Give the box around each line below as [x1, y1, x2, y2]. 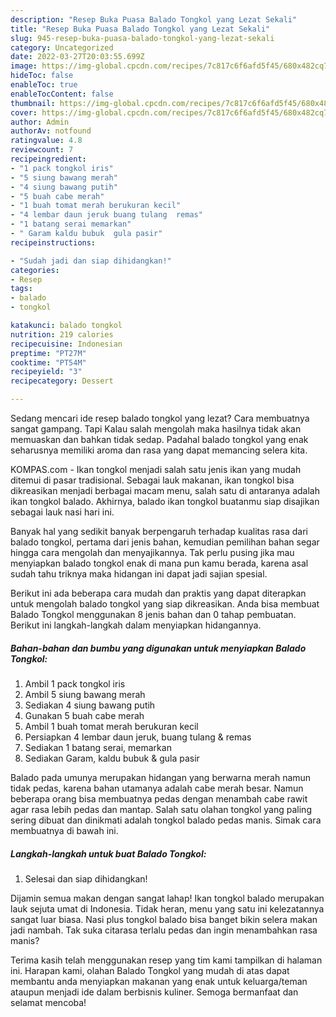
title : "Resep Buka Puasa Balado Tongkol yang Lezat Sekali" [10, 24, 271, 34]
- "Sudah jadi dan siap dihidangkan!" [10, 256, 172, 266]
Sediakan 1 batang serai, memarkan [24, 741, 172, 753]
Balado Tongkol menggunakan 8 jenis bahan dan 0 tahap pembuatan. [10, 609, 297, 620]
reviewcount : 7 [10, 145, 74, 155]
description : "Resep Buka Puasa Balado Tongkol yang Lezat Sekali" [10, 14, 298, 25]
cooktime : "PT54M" [10, 357, 87, 368]
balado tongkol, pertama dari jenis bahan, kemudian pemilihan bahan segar [10, 536, 320, 548]
